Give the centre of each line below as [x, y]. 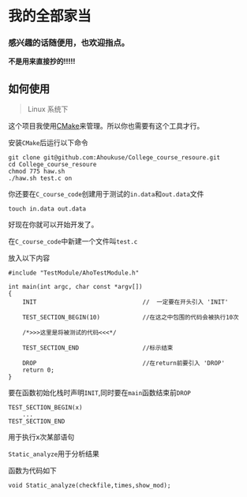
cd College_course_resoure [52, 165]
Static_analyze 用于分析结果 [54, 454]
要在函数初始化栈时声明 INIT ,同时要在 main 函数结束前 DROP [99, 393]
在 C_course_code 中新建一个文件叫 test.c [73, 241]
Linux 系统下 [48, 109]
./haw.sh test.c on [40, 178]
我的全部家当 [50, 16]
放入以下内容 [29, 258]
